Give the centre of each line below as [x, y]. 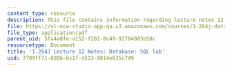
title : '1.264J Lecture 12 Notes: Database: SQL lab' [86, 52]
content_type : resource [41, 13]
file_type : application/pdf [48, 33]
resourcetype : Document [41, 45]
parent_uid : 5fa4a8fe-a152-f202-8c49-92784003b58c [81, 39]
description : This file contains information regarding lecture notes [111, 20]
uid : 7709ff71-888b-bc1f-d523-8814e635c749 [71, 58]
